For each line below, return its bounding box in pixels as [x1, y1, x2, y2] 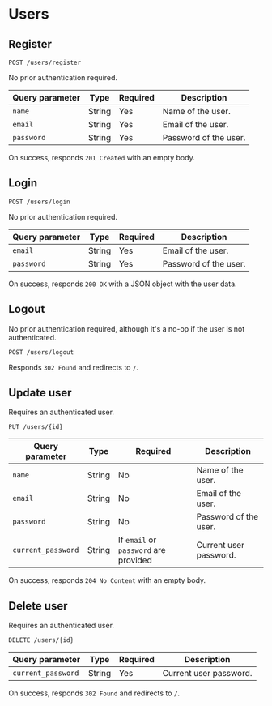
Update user [8, 386, 72, 400]
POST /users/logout [8, 348, 74, 357]
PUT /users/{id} [8, 423, 63, 431]
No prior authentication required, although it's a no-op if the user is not [8, 323, 245, 333]
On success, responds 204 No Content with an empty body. [8, 575, 206, 585]
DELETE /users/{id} [8, 636, 74, 644]
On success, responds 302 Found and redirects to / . [8, 688, 181, 698]
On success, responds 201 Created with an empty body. [8, 153, 196, 162]
